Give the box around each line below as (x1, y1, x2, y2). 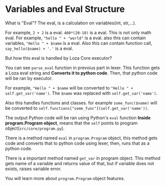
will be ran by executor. (5, 75, 53, 81)
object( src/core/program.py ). (5, 125, 65, 131)
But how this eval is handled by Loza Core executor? (5, 55, 112, 61)
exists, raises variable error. (5, 166, 62, 172)
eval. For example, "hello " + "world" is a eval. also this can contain (5, 35, 146, 41)
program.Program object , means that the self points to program (5, 120, 138, 126)
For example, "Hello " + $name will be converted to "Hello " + (5, 85, 133, 91)
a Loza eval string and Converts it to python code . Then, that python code (5, 70, 158, 76)
